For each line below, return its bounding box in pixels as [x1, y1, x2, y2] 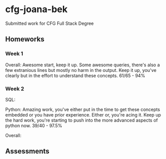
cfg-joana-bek [5, 4, 68, 15]
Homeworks [5, 35, 45, 44]
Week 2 [5, 85, 24, 92]
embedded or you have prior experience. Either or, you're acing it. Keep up [5, 111, 161, 117]
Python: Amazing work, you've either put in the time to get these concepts [5, 106, 160, 112]
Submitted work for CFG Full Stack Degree [5, 20, 94, 26]
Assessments [5, 147, 50, 155]
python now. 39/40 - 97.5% [5, 123, 62, 129]
